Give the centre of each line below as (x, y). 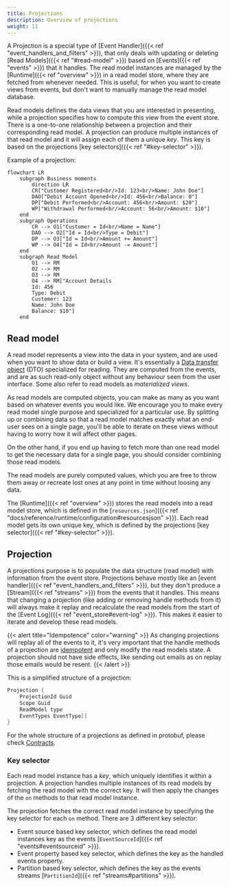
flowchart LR (26, 173)
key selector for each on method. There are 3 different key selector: (102, 818)
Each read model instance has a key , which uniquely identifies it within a (110, 775)
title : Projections (35, 13)
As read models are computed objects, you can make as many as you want (113, 398)
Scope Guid (35, 703)
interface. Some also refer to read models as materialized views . (99, 384)
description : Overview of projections (62, 20)
